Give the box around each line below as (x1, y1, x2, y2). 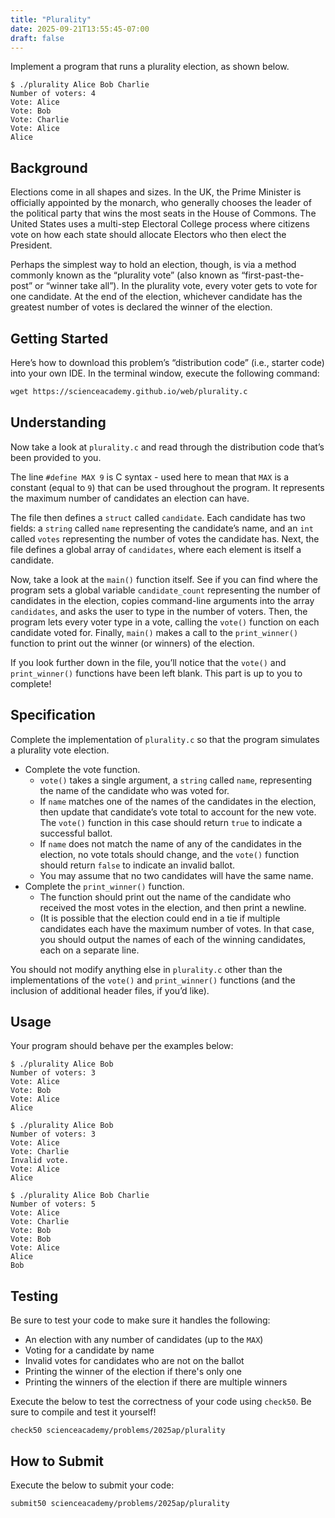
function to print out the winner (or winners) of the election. (10, 637, 255, 649)
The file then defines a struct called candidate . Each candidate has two (10, 511, 306, 523)
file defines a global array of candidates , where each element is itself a (10, 543, 302, 555)
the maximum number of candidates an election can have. (10, 492, 250, 504)
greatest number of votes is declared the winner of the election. (10, 301, 273, 313)
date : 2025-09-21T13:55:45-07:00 (10, 24, 150, 34)
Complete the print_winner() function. (24, 880, 185, 892)
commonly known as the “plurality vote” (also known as (10, 269, 240, 281)
